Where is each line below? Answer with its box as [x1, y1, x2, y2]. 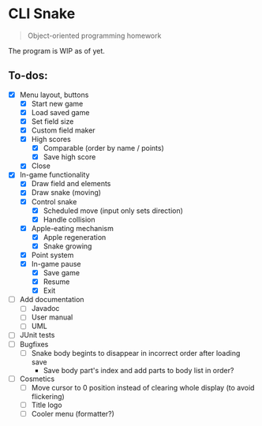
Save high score [43, 152, 96, 162]
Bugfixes [19, 339, 49, 349]
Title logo [31, 400, 62, 409]
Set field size [31, 116, 74, 126]
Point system [31, 250, 74, 260]
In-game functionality [19, 170, 90, 180]
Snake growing [43, 241, 92, 251]
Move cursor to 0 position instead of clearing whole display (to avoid [31, 383, 255, 392]
